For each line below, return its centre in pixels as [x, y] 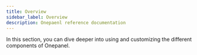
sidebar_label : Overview [37, 17]
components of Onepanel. [38, 46]
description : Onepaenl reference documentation [66, 22]
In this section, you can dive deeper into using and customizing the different [99, 40]
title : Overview [26, 12]
